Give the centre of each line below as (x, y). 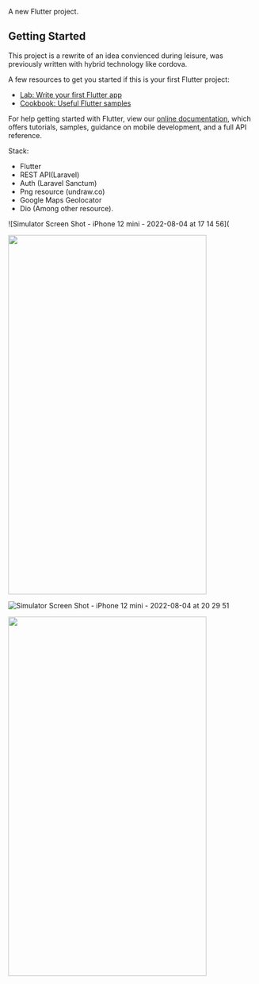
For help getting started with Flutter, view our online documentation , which (130, 118)
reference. (25, 135)
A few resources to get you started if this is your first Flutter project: (119, 79)
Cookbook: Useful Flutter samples (75, 103)
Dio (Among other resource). (66, 208)
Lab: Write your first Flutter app (71, 95)
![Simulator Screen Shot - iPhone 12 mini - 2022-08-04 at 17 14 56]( (119, 224)
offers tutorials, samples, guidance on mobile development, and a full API (128, 127)
